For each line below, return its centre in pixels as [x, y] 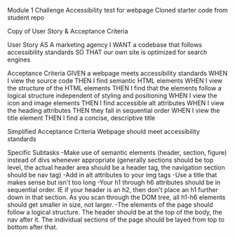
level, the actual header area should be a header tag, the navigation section [116, 167]
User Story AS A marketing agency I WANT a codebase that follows [105, 45]
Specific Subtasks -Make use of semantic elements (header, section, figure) [117, 153]
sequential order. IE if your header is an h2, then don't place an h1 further [113, 190]
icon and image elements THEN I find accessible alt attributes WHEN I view [116, 103]
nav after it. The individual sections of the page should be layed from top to [116, 219]
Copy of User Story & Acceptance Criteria [68, 31]
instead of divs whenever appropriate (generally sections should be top [110, 160]
